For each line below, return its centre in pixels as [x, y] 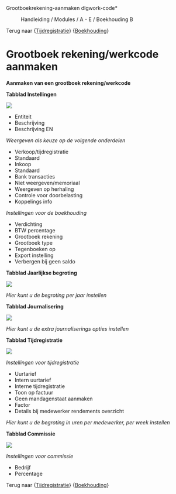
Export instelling [34, 255]
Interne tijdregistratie [40, 386]
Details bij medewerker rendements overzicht [69, 411]
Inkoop [23, 164]
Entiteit [23, 116]
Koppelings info [33, 201]
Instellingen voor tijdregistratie [43, 362]
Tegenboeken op [35, 249]
